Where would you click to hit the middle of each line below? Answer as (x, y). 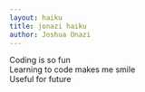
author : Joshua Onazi (50, 34)
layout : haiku (36, 18)
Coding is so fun (40, 60)
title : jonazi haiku (48, 26)
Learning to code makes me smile (72, 69)
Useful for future (40, 79)
